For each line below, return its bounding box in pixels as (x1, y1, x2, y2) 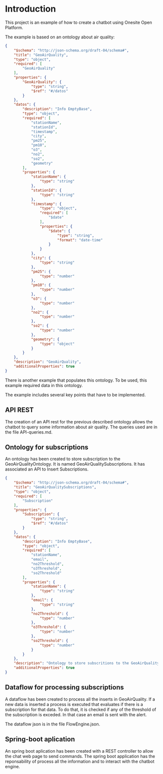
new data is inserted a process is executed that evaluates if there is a (5, 701, 143, 707)
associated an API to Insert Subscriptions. (5, 466, 89, 472)
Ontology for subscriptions (5, 443, 89, 452)
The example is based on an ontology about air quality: (5, 34, 115, 40)
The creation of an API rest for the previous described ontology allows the (5, 419, 153, 424)
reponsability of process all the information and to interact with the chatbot (5, 758, 155, 764)
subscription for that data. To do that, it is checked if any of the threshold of (5, 707, 156, 712)
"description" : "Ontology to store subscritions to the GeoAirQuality (14, 661, 160, 666)
